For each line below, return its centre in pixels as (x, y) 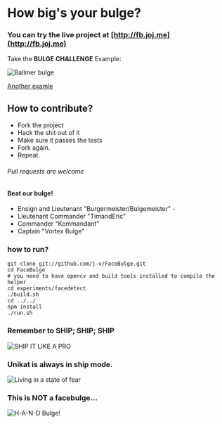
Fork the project (41, 125)
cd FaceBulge (26, 270)
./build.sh (23, 295)
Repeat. (29, 155)
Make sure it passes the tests (60, 140)
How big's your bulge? (74, 13)
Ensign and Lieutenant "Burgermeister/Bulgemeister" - (96, 209)
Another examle (30, 86)
